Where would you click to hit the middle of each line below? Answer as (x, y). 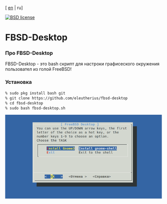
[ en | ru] (14, 8)
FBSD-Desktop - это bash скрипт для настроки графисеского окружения (83, 64)
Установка (19, 82)
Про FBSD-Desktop (29, 53)
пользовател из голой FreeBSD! (39, 69)
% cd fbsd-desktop (24, 103)
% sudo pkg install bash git (35, 93)
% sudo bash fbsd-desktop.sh (35, 108)
